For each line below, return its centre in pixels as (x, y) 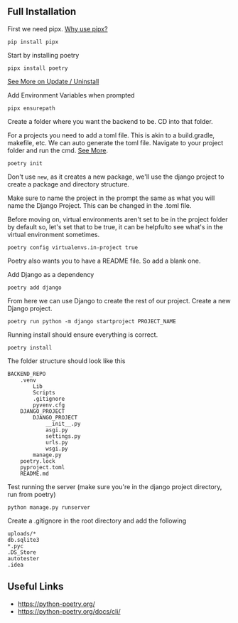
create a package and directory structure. (68, 184)
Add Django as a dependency (51, 274)
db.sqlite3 (23, 540)
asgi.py (57, 430)
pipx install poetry (38, 68)
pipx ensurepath (31, 108)
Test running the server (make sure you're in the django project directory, (115, 486)
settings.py (63, 436)
